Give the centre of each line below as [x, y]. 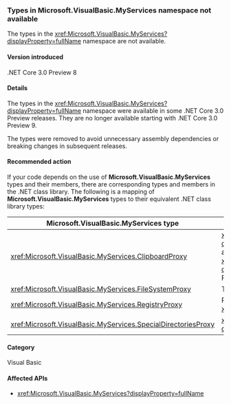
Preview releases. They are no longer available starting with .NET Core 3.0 [112, 118]
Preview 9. [22, 125]
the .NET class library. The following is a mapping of [81, 191]
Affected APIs [27, 378]
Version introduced [35, 56]
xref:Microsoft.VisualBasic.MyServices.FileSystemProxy [101, 289]
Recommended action [39, 162]
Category [21, 347]
